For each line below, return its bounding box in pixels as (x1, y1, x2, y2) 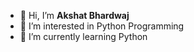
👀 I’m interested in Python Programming (19, 20, 185, 32)
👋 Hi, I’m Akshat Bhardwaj (19, 10, 130, 21)
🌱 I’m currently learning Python (19, 31, 148, 42)
